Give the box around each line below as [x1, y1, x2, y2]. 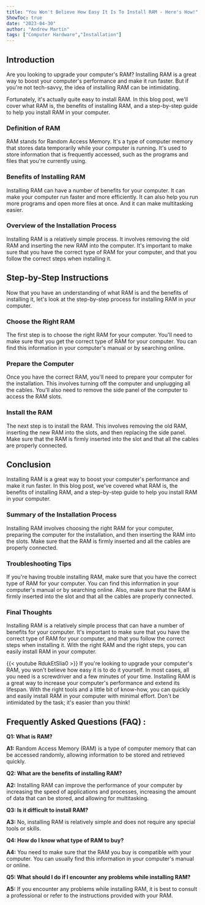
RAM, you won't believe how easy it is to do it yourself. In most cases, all [6, 666, 190, 674]
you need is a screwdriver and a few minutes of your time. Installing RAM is [6, 673, 196, 680]
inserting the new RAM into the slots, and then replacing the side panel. [6, 428, 187, 436]
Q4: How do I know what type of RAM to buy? [6, 837, 124, 844]
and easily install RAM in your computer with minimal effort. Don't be [6, 692, 179, 700]
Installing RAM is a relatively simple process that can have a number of [6, 622, 185, 629]
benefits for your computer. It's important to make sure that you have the [6, 629, 190, 636]
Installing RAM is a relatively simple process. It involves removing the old [6, 235, 190, 243]
